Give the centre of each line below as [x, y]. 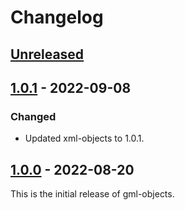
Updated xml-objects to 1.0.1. [84, 138]
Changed [33, 116]
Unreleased [47, 54]
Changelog [57, 17]
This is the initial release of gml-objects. [92, 194]
